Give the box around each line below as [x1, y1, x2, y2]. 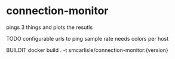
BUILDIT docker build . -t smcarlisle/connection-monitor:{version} [6, 46, 168, 54]
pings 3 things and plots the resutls [6, 24, 93, 31]
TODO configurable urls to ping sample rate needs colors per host [6, 35, 169, 42]
